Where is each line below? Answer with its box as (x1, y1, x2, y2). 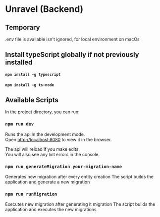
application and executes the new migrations (5, 207, 97, 213)
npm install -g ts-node (5, 83, 54, 87)
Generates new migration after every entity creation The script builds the (5, 174, 154, 179)
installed (5, 58, 33, 67)
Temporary (5, 23, 41, 32)
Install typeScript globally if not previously (5, 50, 140, 59)
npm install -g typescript (5, 72, 61, 77)
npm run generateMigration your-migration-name (5, 164, 122, 169)
